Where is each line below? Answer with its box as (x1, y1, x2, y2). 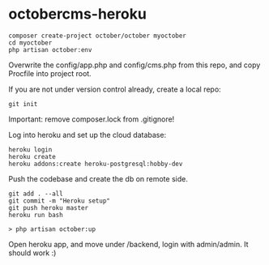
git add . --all (8, 190, 63, 198)
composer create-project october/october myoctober (8, 32, 186, 40)
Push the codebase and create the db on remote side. (8, 173, 188, 183)
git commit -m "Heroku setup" (8, 196, 111, 205)
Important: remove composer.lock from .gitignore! (8, 114, 175, 124)
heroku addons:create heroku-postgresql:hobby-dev (8, 160, 183, 168)
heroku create (8, 152, 57, 160)
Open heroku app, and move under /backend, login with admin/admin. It (8, 239, 249, 249)
